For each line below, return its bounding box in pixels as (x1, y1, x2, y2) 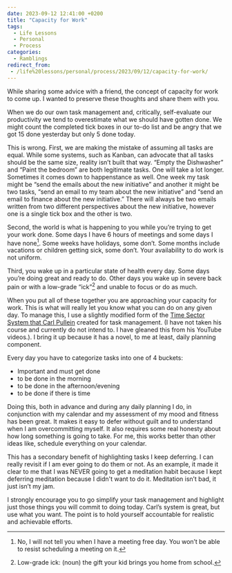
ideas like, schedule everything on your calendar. (7, 439, 147, 447)
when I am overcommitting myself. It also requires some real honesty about (7, 424, 221, 433)
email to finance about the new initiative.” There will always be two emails (7, 194, 217, 203)
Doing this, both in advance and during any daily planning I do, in (7, 402, 192, 410)
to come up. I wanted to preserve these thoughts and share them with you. (7, 94, 220, 102)
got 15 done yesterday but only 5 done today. (7, 129, 136, 138)
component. (7, 340, 41, 348)
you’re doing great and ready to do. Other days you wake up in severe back (7, 274, 222, 282)
